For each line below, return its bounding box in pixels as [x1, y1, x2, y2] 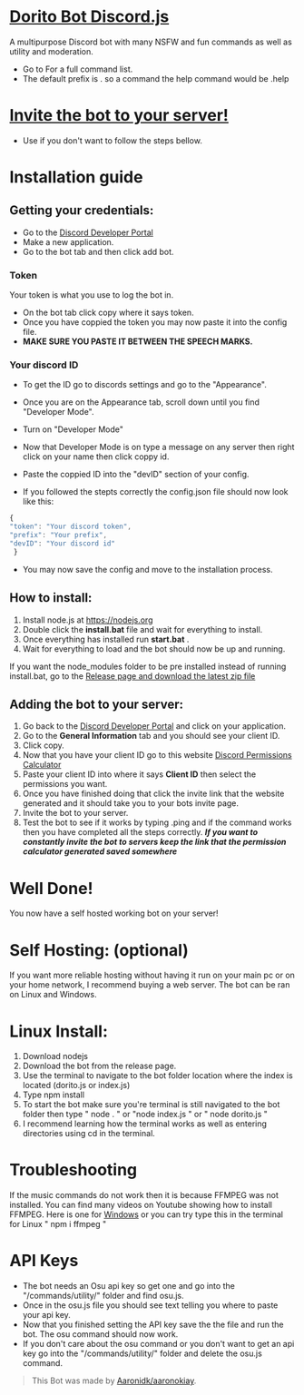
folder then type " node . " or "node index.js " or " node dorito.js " [22, 1109, 268, 1120]
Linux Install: [9, 1021, 109, 1041]
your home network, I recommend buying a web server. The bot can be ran [9, 979, 290, 990]
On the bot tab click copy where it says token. [22, 307, 194, 319]
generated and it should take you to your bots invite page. [22, 798, 239, 809]
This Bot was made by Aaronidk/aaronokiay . [31, 1375, 197, 1386]
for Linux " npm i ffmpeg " [9, 1219, 107, 1230]
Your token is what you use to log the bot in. [9, 290, 174, 300]
